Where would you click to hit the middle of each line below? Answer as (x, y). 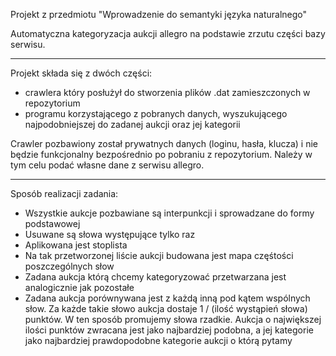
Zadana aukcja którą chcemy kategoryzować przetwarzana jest (155, 277)
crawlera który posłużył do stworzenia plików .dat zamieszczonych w (167, 92)
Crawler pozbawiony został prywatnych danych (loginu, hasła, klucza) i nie (164, 143)
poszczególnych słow (69, 266)
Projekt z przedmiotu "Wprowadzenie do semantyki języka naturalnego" (159, 14)
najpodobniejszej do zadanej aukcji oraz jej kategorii (132, 124)
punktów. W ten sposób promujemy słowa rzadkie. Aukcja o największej (173, 319)
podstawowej (52, 223)
